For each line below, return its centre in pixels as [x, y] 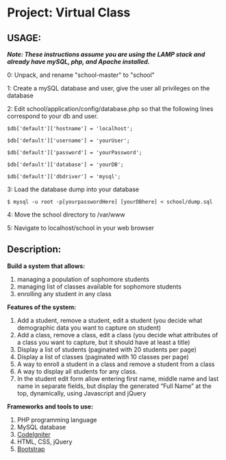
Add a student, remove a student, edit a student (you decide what [110, 320]
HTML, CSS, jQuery [45, 441]
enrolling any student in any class [64, 293]
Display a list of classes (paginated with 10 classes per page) [103, 356]
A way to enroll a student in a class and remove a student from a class [116, 364]
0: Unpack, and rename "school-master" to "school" [81, 75]
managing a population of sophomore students [83, 279]
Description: [34, 249]
